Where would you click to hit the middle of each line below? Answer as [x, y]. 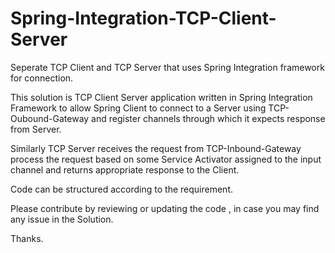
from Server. [36, 129]
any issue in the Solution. [62, 219]
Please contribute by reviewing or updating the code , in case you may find [165, 208]
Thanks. [27, 238]
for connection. [42, 78]
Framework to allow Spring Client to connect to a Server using [138, 108]
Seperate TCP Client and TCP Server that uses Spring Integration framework [167, 67]
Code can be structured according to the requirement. [121, 189]
